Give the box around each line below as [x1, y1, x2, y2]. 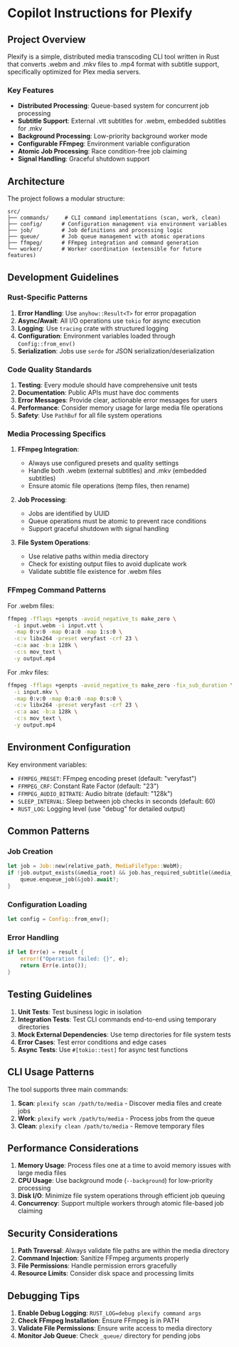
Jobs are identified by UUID [28, 509, 110, 518]
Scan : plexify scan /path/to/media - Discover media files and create [17, 1099, 222, 1107]
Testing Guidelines [7, 989, 92, 1001]
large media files [17, 1169, 67, 1177]
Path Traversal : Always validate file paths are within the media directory [17, 1246, 230, 1255]
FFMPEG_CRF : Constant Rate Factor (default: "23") [17, 782, 159, 790]
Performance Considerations [7, 1142, 139, 1154]
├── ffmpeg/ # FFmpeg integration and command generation [7, 239, 199, 247]
